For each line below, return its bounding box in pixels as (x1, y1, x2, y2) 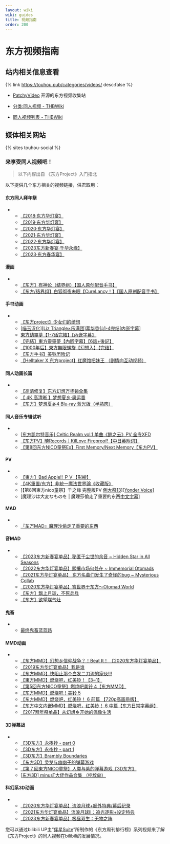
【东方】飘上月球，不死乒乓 (20, 590, 79, 596)
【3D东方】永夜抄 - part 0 (20, 740, 76, 746)
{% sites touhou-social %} (5, 145, 61, 151)
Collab (20, 577, 34, 584)
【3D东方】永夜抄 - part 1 (20, 746, 74, 752)
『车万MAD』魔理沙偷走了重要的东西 (20, 523, 99, 529)
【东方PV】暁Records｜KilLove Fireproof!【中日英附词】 (20, 438, 140, 444)
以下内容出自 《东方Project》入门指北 (17, 171, 97, 177)
